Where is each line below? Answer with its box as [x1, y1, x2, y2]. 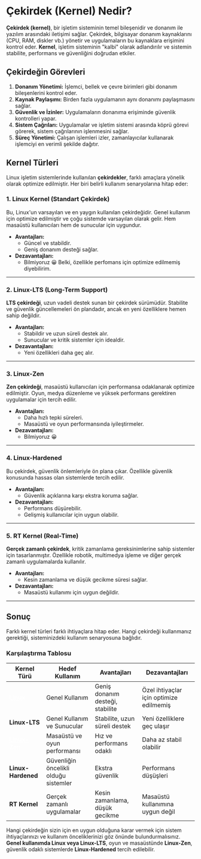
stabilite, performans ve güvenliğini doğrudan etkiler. [6, 49, 136, 56]
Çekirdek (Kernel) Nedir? [6, 4, 133, 18]
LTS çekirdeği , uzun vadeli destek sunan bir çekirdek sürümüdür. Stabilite [6, 299, 188, 307]
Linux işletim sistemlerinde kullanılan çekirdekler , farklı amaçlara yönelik [6, 173, 185, 181]
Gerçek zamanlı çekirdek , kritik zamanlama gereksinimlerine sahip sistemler [6, 545, 195, 553]
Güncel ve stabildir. [23, 239, 72, 247]
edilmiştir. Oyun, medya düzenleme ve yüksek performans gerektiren [6, 390, 176, 397]
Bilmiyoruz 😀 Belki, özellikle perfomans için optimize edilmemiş [23, 258, 181, 265]
